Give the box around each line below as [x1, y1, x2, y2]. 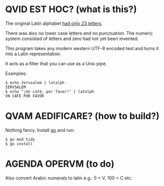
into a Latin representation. [5, 51, 62, 57]
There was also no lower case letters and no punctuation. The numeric [5, 30, 153, 36]
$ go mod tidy [5, 137, 36, 142]
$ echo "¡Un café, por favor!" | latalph [5, 89, 94, 94]
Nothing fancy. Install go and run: [5, 127, 75, 133]
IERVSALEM [5, 85, 26, 90]
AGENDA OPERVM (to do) [5, 158, 115, 170]
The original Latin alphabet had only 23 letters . [5, 20, 103, 26]
